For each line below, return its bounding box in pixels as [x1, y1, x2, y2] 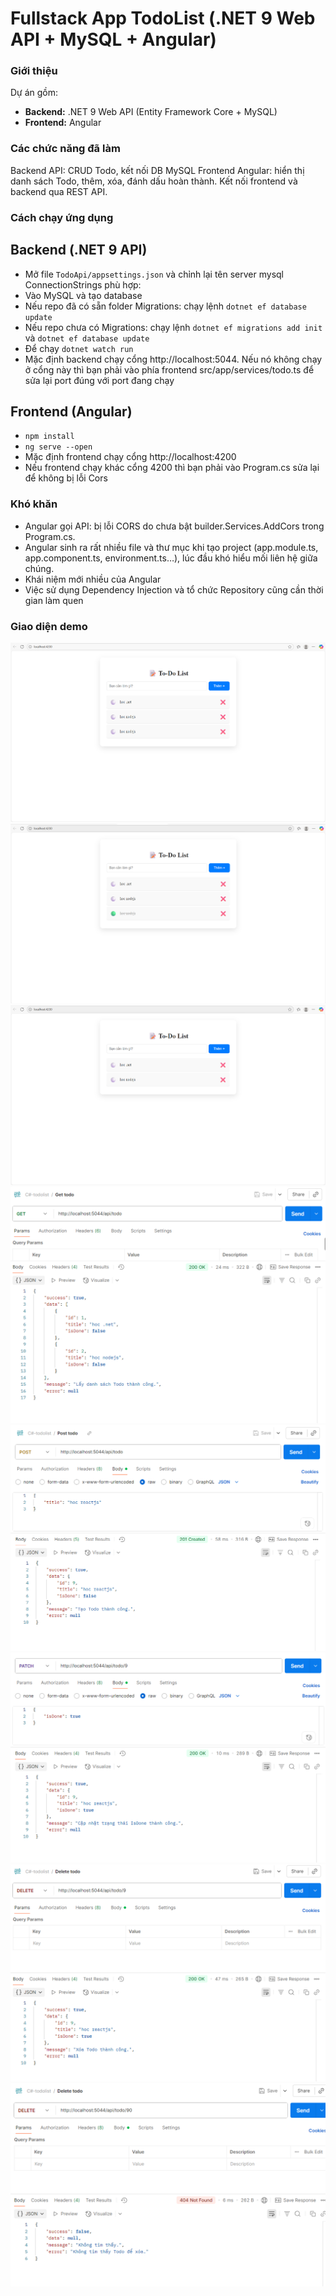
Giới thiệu [10, 64, 58, 78]
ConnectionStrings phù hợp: [24, 278, 142, 291]
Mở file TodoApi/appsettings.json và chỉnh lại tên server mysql [24, 268, 284, 280]
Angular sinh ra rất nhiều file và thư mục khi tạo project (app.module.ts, [24, 541, 319, 553]
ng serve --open [24, 442, 93, 452]
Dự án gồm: [10, 87, 59, 99]
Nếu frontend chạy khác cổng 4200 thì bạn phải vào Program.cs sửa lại [24, 462, 320, 474]
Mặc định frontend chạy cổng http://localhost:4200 [24, 451, 237, 463]
